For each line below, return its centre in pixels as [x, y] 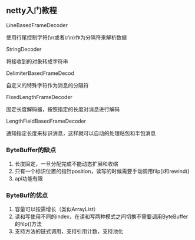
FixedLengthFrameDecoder [39, 97]
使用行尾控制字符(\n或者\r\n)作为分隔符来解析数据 [67, 37]
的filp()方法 [28, 224]
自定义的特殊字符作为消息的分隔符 [47, 85]
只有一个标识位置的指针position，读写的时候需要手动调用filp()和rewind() [102, 171]
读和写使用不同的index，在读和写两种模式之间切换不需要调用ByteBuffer [101, 216]
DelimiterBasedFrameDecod [40, 73]
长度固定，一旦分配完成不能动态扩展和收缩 [66, 164]
